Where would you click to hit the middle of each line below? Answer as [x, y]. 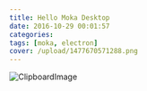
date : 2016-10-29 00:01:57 [60, 26]
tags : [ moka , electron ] [54, 43]
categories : [31, 34]
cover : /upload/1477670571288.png [74, 51]
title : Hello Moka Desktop [60, 18]
